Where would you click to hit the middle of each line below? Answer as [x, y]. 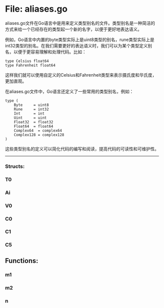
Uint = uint [31, 118]
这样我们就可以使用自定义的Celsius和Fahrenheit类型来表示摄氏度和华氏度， [81, 75]
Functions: [22, 260]
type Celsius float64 [27, 61]
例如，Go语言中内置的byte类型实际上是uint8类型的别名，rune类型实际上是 [80, 40]
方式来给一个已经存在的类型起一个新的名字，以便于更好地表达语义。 [73, 29]
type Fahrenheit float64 [30, 65]
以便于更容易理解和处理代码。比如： [50, 52]
